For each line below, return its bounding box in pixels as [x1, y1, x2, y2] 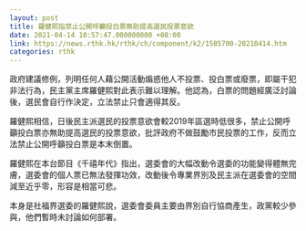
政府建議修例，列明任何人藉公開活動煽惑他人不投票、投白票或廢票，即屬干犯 [9, 74, 297, 85]
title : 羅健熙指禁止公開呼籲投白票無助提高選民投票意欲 [9, 22, 194, 31]
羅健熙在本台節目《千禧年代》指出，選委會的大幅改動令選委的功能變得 [9, 158, 273, 169]
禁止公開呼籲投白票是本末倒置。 [16, 139, 138, 150]
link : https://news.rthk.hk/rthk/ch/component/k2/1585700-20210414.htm [9, 38, 287, 48]
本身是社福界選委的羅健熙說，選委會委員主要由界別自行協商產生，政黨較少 [9, 200, 289, 211]
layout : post [9, 13, 59, 23]
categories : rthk [9, 47, 76, 57]
